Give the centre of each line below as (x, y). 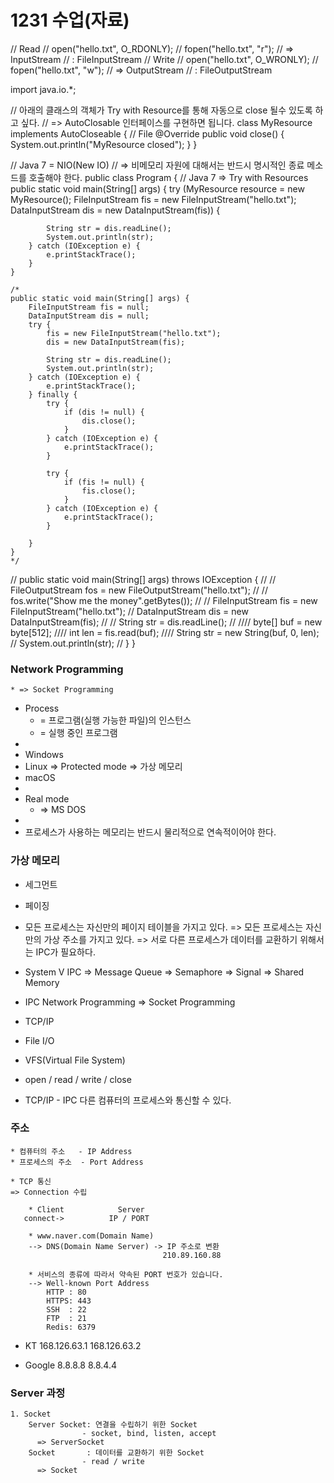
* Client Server (86, 1209)
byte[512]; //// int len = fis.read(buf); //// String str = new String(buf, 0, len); (165, 632)
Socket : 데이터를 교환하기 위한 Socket (116, 1453)
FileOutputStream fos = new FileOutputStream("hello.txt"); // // (139, 590)
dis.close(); (109, 421)
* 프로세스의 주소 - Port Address (77, 1162)
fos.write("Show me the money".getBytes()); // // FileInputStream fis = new (164, 600)
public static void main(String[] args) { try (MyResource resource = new (157, 188)
